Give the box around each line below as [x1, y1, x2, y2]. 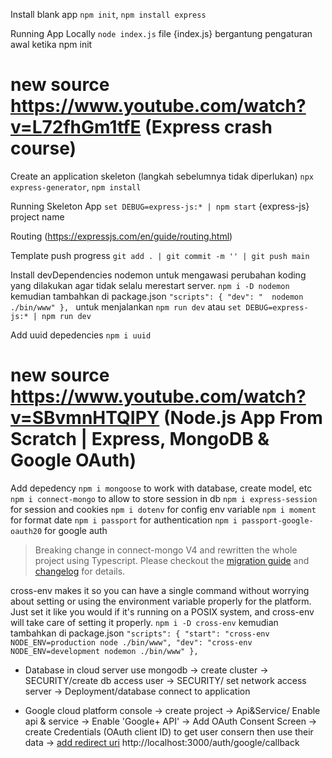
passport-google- [241, 515, 314, 526]
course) [10, 137, 77, 160]
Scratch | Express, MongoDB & [10, 428, 270, 451]
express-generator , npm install [10, 180, 142, 193]
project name [10, 210, 65, 223]
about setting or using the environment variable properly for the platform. [10, 595, 312, 607]
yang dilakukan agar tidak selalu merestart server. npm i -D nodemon [10, 279, 290, 291]
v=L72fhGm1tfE [10, 116, 142, 139]
